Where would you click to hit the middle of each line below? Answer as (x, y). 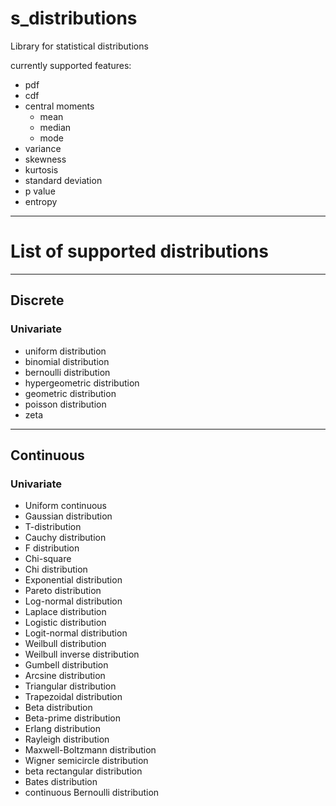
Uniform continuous (65, 506)
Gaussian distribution (68, 516)
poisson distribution (65, 404)
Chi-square (48, 559)
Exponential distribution (73, 580)
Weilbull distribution (65, 644)
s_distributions (74, 18)
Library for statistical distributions (79, 46)
